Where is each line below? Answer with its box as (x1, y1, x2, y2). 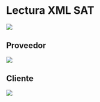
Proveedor (6, 40, 47, 51)
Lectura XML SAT (6, 4, 95, 17)
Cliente (6, 73, 34, 84)
